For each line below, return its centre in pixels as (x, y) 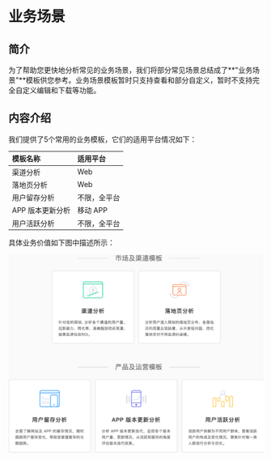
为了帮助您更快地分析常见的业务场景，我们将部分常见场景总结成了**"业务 (131, 70)
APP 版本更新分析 (41, 211)
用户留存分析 (33, 198)
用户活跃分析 (33, 223)
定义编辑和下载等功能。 (61, 90)
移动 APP (92, 211)
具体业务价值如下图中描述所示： (61, 243)
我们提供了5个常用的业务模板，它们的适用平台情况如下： (103, 139)
